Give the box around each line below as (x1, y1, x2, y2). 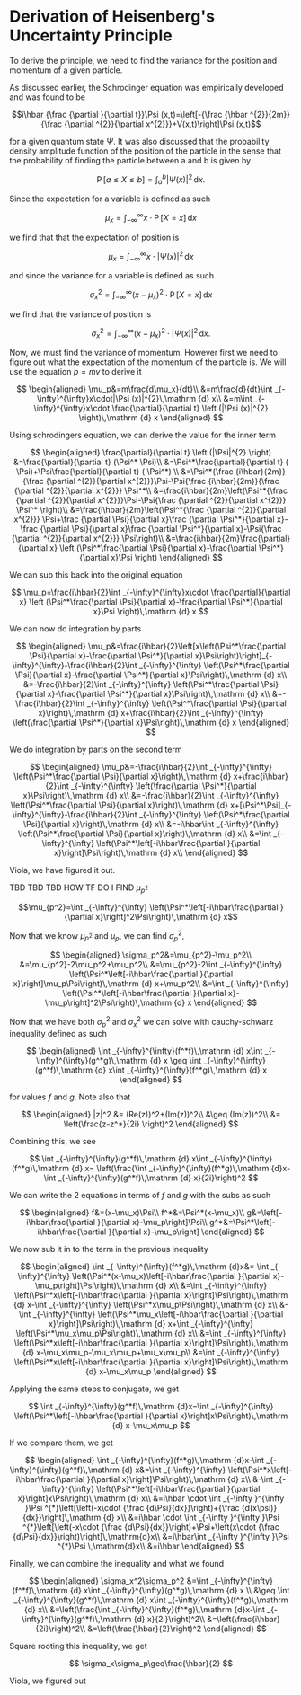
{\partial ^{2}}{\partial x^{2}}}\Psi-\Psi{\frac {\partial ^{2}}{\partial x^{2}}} (15, 495, 287, 506)
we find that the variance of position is (9, 308, 152, 320)
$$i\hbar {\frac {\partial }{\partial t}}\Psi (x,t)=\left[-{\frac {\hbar (12, 109, 249, 119)
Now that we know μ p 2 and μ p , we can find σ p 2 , (9, 929, 185, 943)
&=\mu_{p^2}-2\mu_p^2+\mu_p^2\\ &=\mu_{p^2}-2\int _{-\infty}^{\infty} (19, 959, 283, 970)
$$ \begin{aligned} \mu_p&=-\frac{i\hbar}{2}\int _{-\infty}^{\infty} (30, 762, 272, 772)
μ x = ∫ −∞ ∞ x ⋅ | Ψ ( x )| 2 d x (107, 249, 195, 264)
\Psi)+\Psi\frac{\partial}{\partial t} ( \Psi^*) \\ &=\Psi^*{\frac (16, 466, 234, 477)
